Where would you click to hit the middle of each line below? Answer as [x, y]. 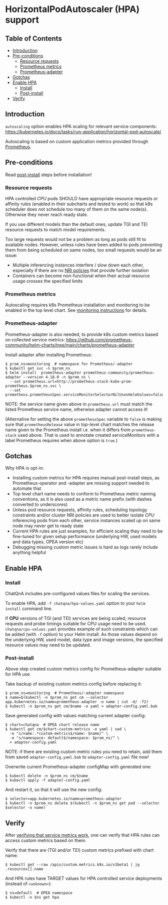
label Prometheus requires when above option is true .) [61, 440]
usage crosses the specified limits [47, 281]
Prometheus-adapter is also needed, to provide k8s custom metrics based [82, 334]
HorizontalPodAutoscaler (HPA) [72, 9]
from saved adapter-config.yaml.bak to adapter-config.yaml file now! [77, 757]
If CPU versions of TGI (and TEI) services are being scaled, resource [76, 618]
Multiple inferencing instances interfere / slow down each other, [78, 265]
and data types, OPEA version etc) [48, 542]
